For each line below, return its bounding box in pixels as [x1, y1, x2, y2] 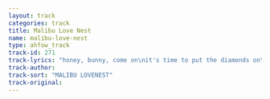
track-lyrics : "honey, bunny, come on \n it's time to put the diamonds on [8, 57, 261, 65]
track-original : [8, 78, 63, 86]
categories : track [8, 19, 70, 27]
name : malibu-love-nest [8, 34, 88, 42]
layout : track [8, 11, 56, 20]
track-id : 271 [8, 49, 56, 57]
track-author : [8, 64, 56, 72]
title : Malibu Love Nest [8, 26, 92, 34]
